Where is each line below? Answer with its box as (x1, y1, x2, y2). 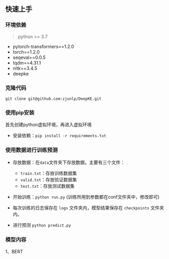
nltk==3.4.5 (12, 65, 37, 71)
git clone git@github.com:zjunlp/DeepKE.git (5, 96, 102, 101)
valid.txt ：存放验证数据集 (20, 176, 78, 183)
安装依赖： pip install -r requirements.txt (12, 133, 106, 139)
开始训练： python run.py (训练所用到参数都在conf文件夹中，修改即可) (12, 193, 160, 200)
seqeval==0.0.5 (12, 54, 46, 60)
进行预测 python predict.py (12, 222, 71, 228)
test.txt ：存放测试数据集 (20, 183, 75, 189)
